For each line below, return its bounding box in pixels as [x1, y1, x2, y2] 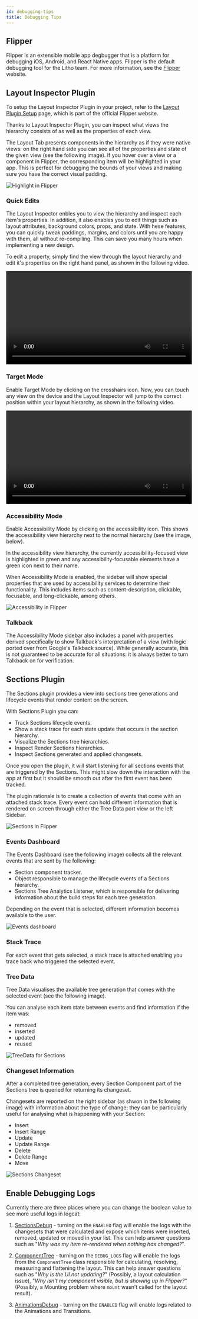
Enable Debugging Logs [6, 1188, 95, 1198]
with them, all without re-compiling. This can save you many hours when [6, 235, 183, 243]
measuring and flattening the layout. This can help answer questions [14, 1265, 181, 1272]
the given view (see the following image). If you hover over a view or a [6, 152, 177, 159]
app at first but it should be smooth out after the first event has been [6, 775, 172, 782]
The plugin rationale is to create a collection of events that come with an [6, 793, 181, 800]
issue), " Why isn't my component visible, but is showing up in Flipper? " [14, 1277, 187, 1285]
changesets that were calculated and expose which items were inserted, [14, 1228, 190, 1235]
